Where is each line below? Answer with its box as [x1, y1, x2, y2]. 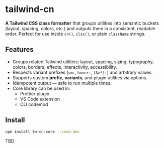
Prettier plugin [20, 90, 50, 96]
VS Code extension [20, 96, 60, 102]
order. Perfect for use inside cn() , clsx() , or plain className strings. [5, 31, 146, 37]
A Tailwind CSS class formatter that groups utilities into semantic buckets [5, 20, 159, 26]
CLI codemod [20, 101, 48, 107]
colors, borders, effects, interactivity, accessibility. [12, 64, 117, 70]
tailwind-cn [5, 4, 54, 15]
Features [5, 45, 34, 54]
